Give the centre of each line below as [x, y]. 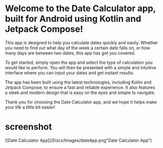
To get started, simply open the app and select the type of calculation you [79, 62]
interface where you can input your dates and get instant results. [70, 73]
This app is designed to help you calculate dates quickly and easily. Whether [81, 42]
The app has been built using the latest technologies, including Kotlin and [78, 82]
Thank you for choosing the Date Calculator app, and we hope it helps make [81, 102]
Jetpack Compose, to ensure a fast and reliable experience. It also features [80, 87]
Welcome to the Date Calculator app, [81, 9]
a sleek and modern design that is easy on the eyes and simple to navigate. [80, 92]
